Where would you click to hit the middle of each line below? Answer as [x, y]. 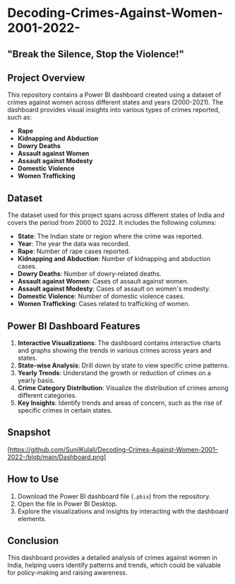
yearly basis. [36, 381]
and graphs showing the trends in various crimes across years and [114, 351]
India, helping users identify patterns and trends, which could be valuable [114, 565]
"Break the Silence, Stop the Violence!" [96, 54]
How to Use [33, 479]
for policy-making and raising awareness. [67, 573]
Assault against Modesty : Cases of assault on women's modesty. [114, 289]
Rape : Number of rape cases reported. [74, 251]
